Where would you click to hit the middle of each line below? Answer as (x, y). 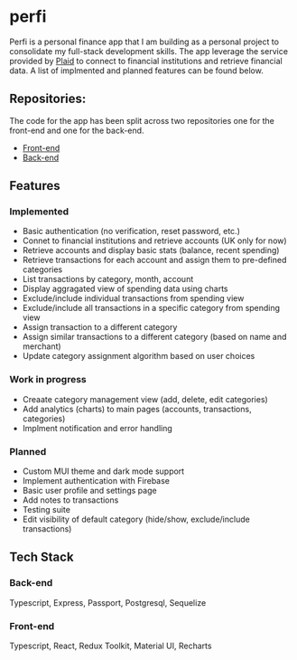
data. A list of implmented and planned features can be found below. (136, 71)
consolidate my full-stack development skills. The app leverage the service (149, 51)
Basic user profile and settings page (89, 491)
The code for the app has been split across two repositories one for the (142, 120)
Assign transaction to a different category (100, 327)
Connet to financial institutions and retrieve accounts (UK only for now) (154, 240)
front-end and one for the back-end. (77, 130)
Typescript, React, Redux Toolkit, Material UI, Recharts (111, 646)
